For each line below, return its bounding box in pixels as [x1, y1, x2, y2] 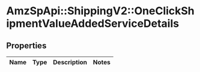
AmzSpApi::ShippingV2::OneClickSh [6, 4, 195, 18]
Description [53, 58, 87, 66]
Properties [6, 40, 47, 51]
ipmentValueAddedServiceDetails [6, 17, 179, 30]
